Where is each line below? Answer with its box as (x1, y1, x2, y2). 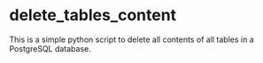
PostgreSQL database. (9, 43, 91, 53)
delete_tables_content (9, 5, 177, 25)
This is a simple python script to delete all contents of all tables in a (9, 34, 254, 45)
